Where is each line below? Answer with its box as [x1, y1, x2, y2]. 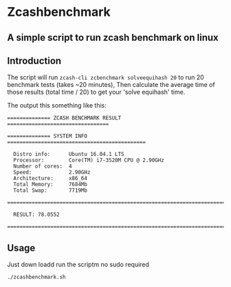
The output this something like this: [7, 101, 107, 110]
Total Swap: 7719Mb [13, 187, 88, 194]
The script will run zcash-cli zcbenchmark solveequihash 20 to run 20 [7, 73, 204, 81]
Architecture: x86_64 [13, 175, 88, 182]
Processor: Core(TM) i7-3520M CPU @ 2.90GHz [13, 157, 165, 164]
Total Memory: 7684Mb [13, 181, 88, 188]
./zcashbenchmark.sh [7, 274, 67, 281]
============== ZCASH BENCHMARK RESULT [7, 115, 122, 121]
